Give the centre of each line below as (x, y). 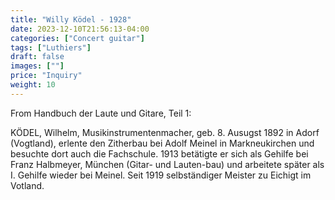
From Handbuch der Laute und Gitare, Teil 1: (101, 113)
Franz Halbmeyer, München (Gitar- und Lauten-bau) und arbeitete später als (167, 164)
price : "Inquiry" (46, 76)
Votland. (27, 185)
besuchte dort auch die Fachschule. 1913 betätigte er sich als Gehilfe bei (159, 153)
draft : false (37, 57)
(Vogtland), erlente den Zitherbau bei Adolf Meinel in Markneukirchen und (162, 143)
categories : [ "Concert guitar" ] (77, 38)
